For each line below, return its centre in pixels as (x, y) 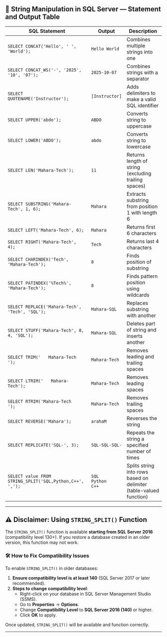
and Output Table (33, 17)
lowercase (139, 147)
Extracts (136, 194)
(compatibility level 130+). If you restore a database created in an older (78, 537)
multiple (136, 45)
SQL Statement (47, 31)
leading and (140, 356)
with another (141, 316)
